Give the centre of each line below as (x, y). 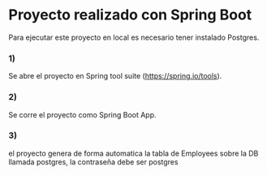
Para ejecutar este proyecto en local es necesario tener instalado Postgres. (134, 37)
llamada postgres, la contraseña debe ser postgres (93, 162)
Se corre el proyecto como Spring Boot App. (82, 114)
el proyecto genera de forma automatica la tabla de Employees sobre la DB (133, 153)
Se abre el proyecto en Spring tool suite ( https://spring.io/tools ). (115, 76)
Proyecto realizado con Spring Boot (130, 15)
